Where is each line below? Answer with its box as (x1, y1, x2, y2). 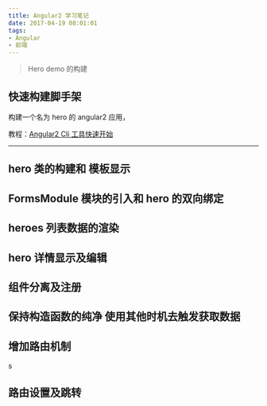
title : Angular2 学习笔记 (8, 11, 90, 20)
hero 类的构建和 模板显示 (8, 162, 131, 176)
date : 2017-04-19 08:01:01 (8, 19, 98, 27)
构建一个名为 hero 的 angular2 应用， (8, 112, 130, 122)
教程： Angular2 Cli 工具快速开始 (8, 129, 114, 139)
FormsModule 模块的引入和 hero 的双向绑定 (8, 192, 224, 205)
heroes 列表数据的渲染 (8, 221, 119, 235)
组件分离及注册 (8, 280, 82, 294)
